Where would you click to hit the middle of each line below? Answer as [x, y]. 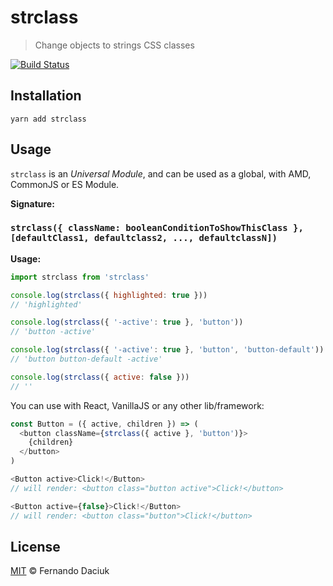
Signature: [32, 203]
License [35, 547]
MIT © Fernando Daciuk [60, 571]
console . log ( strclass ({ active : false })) [100, 377]
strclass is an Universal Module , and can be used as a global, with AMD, [161, 173]
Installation [46, 96]
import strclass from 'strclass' [80, 277]
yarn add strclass [48, 119]
